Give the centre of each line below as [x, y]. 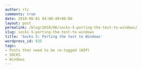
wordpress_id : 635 [24, 41]
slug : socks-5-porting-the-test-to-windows [50, 32]
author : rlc [17, 9]
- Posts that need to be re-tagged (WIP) [47, 50]
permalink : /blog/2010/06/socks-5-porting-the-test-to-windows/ [71, 28]
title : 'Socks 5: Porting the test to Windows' [54, 37]
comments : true [20, 14]
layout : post [18, 23]
